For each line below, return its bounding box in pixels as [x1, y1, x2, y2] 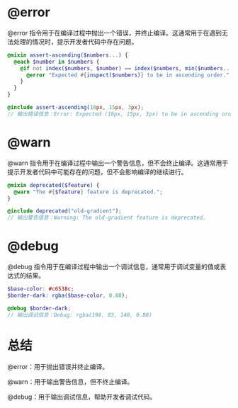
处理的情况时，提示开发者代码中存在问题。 [13, 37, 138, 46]
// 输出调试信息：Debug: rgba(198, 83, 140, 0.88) [7, 311, 152, 319]
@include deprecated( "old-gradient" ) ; [7, 208, 122, 215]
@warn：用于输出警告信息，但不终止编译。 [7, 377, 134, 386]
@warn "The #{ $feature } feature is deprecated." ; [13, 188, 163, 195]
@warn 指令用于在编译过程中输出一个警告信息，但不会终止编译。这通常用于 [7, 159, 229, 167]
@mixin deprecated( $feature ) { [7, 181, 100, 188]
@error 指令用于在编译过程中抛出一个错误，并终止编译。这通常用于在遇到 [7, 28, 222, 37]
